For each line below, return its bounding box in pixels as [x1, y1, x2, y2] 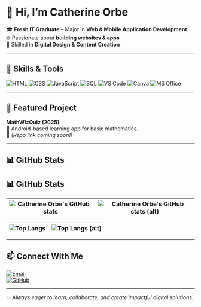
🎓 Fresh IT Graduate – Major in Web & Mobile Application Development [6, 25, 187, 32]
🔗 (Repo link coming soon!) [6, 131, 73, 138]
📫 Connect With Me [6, 251, 84, 262]
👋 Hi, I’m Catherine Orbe [6, 5, 129, 19]
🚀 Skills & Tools [6, 64, 64, 74]
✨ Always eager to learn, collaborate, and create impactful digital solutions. [6, 293, 194, 301]
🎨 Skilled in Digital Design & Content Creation [6, 41, 120, 48]
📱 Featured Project [6, 103, 77, 113]
